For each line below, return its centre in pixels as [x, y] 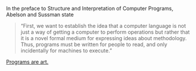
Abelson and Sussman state [40, 15]
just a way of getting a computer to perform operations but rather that [105, 32]
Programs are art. [27, 62]
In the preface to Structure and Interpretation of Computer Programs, [90, 8]
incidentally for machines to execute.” [66, 51]
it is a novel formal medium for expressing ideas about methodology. [104, 38]
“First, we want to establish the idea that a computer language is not [103, 26]
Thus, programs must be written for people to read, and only [94, 44]
